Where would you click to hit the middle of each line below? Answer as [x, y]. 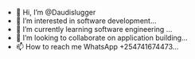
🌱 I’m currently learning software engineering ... [94, 29]
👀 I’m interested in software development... [86, 21]
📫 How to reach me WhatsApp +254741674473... [97, 47]
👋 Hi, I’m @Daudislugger [56, 12]
